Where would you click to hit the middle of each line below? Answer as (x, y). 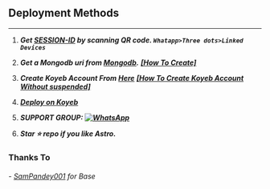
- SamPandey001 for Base (52, 176)
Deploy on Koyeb (49, 102)
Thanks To (29, 157)
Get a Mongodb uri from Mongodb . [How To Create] (108, 62)
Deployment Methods (63, 13)
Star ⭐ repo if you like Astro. (68, 133)
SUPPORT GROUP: (51, 117)
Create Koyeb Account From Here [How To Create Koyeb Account (132, 78)
